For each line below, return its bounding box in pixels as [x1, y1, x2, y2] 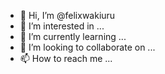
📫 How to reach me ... [19, 53, 113, 64]
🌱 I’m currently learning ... [19, 31, 127, 42]
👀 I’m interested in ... [19, 20, 105, 32]
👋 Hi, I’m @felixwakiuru [19, 10, 116, 21]
